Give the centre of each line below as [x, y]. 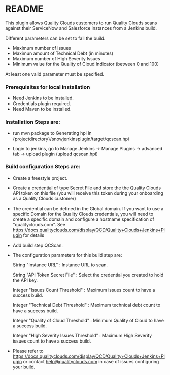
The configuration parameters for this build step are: [67, 255]
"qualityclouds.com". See [39, 224]
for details [34, 235]
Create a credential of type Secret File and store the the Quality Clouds [87, 188]
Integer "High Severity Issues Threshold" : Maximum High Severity [82, 335]
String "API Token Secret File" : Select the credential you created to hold [88, 275]
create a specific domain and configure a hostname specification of [83, 219]
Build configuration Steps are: [43, 167]
